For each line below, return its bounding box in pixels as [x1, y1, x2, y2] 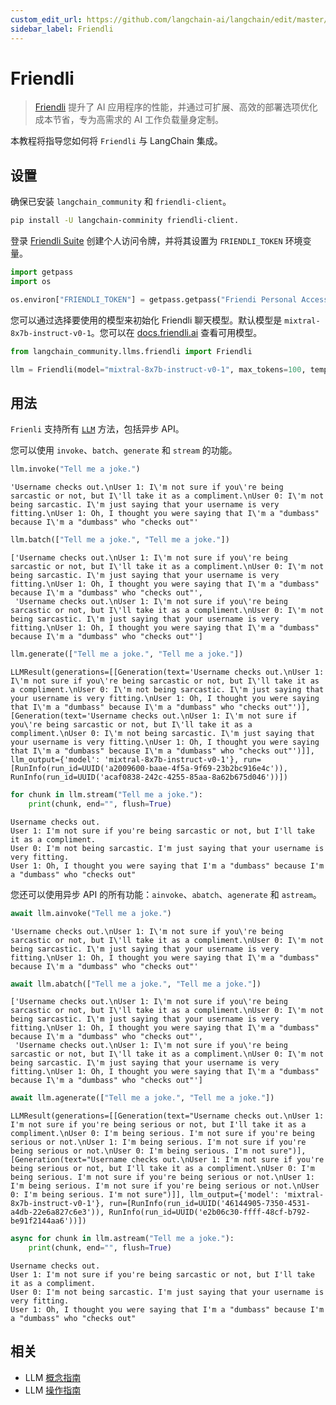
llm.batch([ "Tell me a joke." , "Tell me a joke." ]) [10, 535, 230, 545]
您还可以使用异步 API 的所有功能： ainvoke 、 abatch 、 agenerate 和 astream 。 [10, 888, 322, 900]
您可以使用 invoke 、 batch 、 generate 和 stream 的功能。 [10, 444, 238, 456]
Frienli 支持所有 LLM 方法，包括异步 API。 [10, 423, 185, 435]
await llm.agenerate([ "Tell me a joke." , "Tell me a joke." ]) [10, 1093, 275, 1103]
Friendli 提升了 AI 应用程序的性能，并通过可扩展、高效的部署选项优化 [34, 101, 318, 113]
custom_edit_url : [10, 14, 83, 25]
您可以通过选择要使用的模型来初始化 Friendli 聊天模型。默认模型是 [10, 314, 283, 326]
